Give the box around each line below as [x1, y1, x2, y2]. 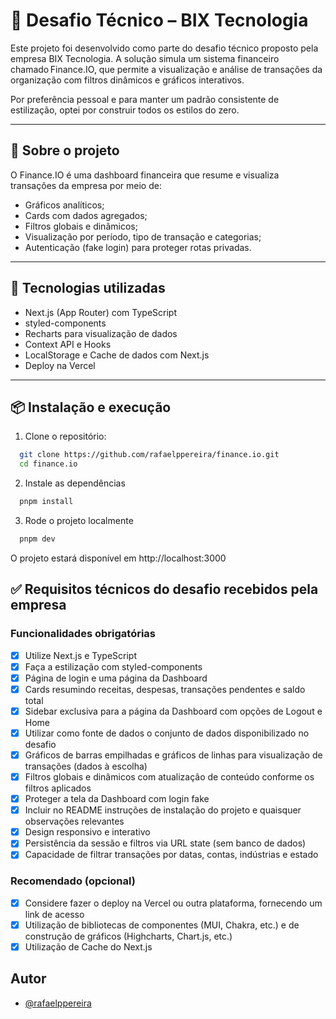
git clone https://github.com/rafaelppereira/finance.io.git [19, 450, 280, 460]
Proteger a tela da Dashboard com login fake [24, 793, 210, 805]
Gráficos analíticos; [24, 199, 105, 211]
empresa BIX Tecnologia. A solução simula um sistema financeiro [10, 52, 280, 64]
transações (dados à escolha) [24, 760, 148, 772]
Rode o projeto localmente [24, 515, 134, 526]
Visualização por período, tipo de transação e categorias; [24, 230, 262, 243]
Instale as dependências [24, 477, 126, 489]
